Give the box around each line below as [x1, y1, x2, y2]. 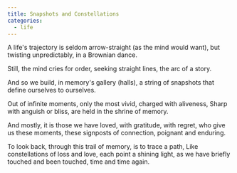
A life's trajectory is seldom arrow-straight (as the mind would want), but [7, 43, 221, 52]
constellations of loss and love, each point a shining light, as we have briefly [7, 150, 231, 159]
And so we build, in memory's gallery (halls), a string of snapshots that [7, 78, 215, 87]
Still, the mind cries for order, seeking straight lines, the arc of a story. [7, 65, 212, 73]
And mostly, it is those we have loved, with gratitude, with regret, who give [7, 121, 226, 130]
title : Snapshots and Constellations [7, 10, 120, 18]
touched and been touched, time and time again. [7, 157, 150, 166]
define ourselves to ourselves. [7, 86, 96, 95]
